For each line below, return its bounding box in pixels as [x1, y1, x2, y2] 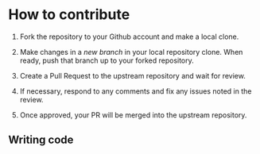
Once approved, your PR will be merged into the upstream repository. [19, 110, 247, 120]
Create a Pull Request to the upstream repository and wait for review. [19, 71, 246, 80]
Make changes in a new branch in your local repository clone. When [19, 47, 243, 56]
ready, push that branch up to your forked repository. [19, 56, 195, 65]
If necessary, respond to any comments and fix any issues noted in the [19, 86, 252, 96]
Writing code [8, 133, 74, 147]
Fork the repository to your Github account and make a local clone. [19, 32, 239, 41]
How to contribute [8, 6, 130, 24]
